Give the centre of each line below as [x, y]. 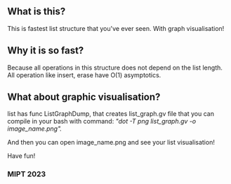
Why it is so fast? [46, 51]
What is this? [37, 12]
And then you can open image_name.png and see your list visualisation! [111, 143]
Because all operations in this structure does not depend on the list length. [115, 67]
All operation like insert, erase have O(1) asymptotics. [84, 75]
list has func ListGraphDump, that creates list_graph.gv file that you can [111, 114]
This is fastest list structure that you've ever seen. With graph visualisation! [116, 28]
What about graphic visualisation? [84, 97]
